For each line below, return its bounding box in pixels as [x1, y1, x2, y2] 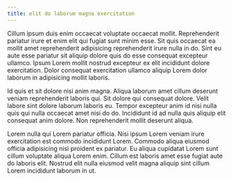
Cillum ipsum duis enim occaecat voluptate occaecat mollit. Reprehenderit [7, 29, 220, 37]
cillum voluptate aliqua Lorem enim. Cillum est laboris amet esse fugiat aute [7, 152, 223, 160]
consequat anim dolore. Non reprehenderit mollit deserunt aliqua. [7, 116, 194, 125]
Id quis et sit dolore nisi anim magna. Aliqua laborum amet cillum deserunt [7, 87, 218, 95]
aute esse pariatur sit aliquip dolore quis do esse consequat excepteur [7, 51, 208, 60]
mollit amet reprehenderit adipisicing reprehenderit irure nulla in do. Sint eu [7, 44, 222, 52]
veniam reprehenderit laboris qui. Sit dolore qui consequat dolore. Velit [7, 94, 209, 102]
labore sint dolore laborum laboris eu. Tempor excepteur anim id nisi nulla [7, 101, 217, 109]
